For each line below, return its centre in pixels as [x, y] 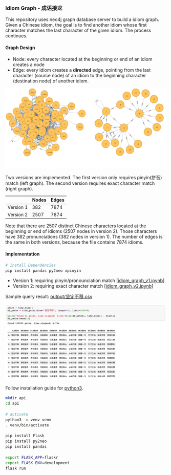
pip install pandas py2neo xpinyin [43, 271]
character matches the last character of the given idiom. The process [78, 30]
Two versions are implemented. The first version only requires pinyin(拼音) [84, 177]
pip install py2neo [26, 441]
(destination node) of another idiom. [51, 81]
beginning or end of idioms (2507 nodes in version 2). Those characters [81, 231]
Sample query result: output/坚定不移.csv [49, 296]
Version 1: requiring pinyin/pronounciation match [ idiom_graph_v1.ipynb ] [89, 280]
